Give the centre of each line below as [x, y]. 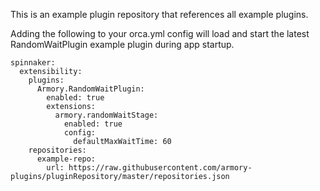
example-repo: [66, 159]
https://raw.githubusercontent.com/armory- [160, 168]
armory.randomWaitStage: [106, 115]
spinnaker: [33, 63]
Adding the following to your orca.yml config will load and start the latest [160, 33]
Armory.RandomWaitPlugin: [90, 89]
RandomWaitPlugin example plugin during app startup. [122, 44]
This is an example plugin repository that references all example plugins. [159, 14]
